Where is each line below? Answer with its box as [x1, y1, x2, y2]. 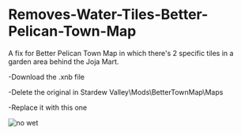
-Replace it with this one [8, 103, 88, 112]
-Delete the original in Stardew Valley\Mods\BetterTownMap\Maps [8, 87, 224, 96]
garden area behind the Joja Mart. [8, 57, 119, 66]
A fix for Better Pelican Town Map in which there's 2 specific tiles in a [8, 48, 234, 58]
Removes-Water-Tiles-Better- [8, 6, 209, 24]
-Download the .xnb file [8, 72, 85, 81]
